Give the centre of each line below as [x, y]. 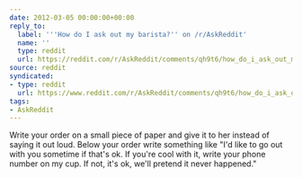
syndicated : [31, 76]
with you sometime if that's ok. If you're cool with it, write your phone [138, 155]
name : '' [34, 43]
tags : [19, 101]
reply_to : [28, 26]
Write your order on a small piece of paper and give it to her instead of [139, 135]
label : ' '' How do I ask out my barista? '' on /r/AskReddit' [132, 34]
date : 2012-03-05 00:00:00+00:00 [72, 18]
